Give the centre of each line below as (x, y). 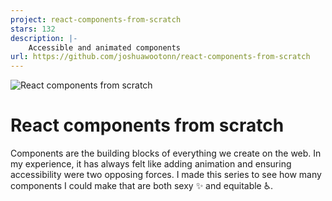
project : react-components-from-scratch (96, 19)
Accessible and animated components (105, 47)
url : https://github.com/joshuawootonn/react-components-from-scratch (160, 57)
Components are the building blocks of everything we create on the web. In (166, 153)
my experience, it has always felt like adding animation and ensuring (151, 164)
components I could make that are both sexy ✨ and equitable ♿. (142, 186)
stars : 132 (33, 29)
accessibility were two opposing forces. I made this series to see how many (166, 175)
